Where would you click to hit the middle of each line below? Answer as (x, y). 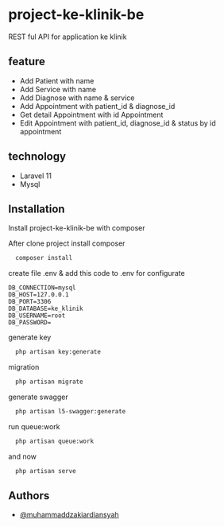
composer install (44, 258)
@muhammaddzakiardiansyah (69, 515)
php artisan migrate (49, 382)
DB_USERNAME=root (37, 316)
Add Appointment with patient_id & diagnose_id (97, 106)
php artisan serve (46, 471)
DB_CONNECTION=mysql (42, 288)
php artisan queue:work (54, 441)
